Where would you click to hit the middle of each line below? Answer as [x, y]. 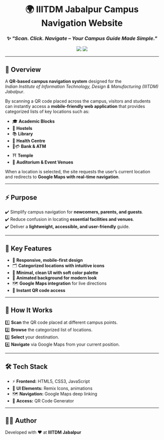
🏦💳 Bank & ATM [29, 147]
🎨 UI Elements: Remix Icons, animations [52, 388]
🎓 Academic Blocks [33, 121]
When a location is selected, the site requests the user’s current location [78, 172]
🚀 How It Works [29, 310]
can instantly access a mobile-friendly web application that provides [75, 106]
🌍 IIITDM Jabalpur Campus [82, 10]
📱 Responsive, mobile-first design [47, 260]
